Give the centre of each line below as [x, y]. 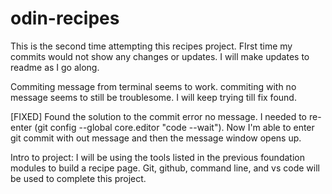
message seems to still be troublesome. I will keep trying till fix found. [153, 97]
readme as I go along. [55, 67]
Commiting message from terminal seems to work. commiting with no [153, 86]
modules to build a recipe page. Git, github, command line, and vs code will [165, 168]
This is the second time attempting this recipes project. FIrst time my [151, 46]
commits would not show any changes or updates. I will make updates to [160, 56]
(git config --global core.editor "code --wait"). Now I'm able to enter [174, 127]
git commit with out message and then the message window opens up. [156, 138]
